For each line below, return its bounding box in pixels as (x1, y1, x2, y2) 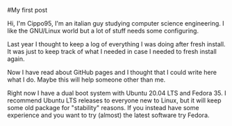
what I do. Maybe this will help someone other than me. (7, 75, 166, 84)
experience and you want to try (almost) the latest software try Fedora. (7, 111, 210, 119)
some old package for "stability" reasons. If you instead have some (7, 104, 199, 111)
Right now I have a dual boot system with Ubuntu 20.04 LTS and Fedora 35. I (7, 89, 226, 97)
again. (7, 55, 26, 63)
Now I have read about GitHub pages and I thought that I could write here (7, 69, 217, 76)
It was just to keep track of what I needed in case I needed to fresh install (7, 48, 217, 55)
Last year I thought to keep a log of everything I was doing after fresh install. (7, 40, 226, 48)
